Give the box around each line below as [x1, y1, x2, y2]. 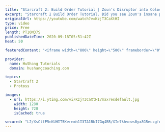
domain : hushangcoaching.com [9, 66, 69, 71]
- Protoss [9, 84, 29, 88]
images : [5, 92, 21, 97]
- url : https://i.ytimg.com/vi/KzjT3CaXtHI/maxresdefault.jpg [9, 97, 139, 102]
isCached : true [14, 110, 45, 115]
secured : [5, 119, 23, 125]
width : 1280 [14, 101, 38, 107]
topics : [5, 74, 21, 80]
